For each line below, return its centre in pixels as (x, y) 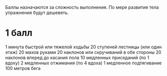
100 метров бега (23, 68)
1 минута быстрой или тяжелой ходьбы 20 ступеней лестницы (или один (83, 47)
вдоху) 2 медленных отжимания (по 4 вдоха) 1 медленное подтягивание (83, 63)
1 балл (19, 33)
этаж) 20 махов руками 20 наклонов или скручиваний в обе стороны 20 (83, 52)
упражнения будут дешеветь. (37, 13)
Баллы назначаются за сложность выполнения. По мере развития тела (82, 7)
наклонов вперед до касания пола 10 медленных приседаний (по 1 (77, 57)
